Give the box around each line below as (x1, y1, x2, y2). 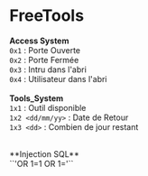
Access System (9, 35, 69, 46)
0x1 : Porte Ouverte (9, 44, 81, 55)
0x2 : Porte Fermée (9, 54, 79, 65)
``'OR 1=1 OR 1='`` (9, 158, 74, 169)
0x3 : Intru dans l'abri (9, 64, 88, 75)
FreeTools (9, 5, 84, 26)
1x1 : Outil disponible (9, 102, 87, 113)
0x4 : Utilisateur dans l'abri (9, 73, 107, 84)
